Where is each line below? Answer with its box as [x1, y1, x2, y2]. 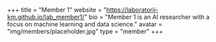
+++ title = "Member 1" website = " [7, 6, 107, 14]
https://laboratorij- [106, 6, 159, 14]
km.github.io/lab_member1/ [7, 13, 85, 21]
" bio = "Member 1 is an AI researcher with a [84, 13, 210, 21]
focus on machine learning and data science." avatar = [7, 20, 163, 28]
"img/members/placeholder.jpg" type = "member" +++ [7, 27, 164, 35]
